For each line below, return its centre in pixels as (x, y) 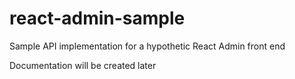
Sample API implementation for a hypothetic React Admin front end (147, 46)
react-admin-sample (97, 18)
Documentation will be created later (83, 65)
